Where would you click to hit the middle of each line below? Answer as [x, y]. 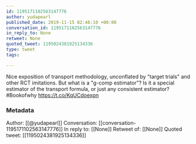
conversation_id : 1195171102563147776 [53, 28]
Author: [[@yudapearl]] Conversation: [52, 122]
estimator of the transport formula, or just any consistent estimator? [88, 89]
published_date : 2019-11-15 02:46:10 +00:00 [61, 22]
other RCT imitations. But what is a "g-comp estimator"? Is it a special [90, 83]
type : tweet [21, 50]
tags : [13, 55]
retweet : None [23, 38]
